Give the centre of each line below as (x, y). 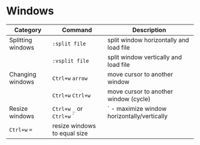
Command (77, 30)
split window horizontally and (148, 40)
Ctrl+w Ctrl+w (72, 95)
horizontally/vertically (137, 116)
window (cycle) (129, 98)
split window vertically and (145, 57)
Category (28, 30)
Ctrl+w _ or (68, 109)
